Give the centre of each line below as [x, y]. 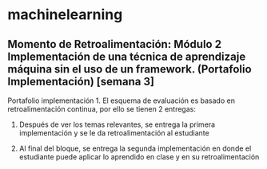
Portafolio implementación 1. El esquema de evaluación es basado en [121, 100]
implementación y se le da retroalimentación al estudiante [114, 133]
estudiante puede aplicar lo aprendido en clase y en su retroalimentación [139, 157]
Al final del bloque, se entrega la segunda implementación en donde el [135, 148]
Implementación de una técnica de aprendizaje [127, 56]
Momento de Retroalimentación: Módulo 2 [114, 44]
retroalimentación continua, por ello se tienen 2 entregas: [102, 109]
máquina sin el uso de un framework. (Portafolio [130, 69]
